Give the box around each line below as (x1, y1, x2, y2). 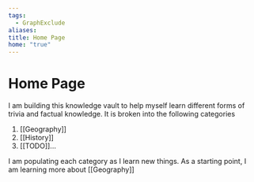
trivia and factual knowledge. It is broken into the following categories (8, 110, 236, 119)
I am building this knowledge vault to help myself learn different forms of (8, 101, 245, 110)
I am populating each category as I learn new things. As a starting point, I (8, 157, 247, 166)
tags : (8, 11, 26, 20)
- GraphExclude (15, 19, 66, 27)
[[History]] (19, 133, 54, 143)
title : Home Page (8, 33, 66, 42)
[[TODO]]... (19, 141, 57, 150)
